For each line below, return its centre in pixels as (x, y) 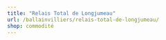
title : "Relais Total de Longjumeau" (62, 13)
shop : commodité (30, 26)
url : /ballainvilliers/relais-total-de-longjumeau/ (83, 20)
